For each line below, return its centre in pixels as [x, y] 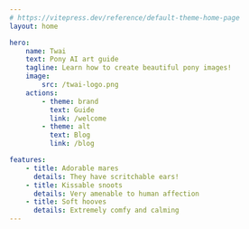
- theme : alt [66, 127]
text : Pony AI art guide [72, 60]
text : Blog [70, 135]
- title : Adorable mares [72, 168]
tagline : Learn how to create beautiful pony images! [129, 68]
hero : [19, 43]
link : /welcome [78, 119]
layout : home [34, 26]
